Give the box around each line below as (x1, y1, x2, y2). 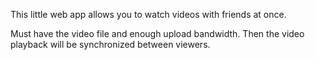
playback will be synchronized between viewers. (10, 39, 211, 50)
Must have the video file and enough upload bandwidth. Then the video (10, 28, 305, 39)
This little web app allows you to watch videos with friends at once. (10, 9, 287, 20)
